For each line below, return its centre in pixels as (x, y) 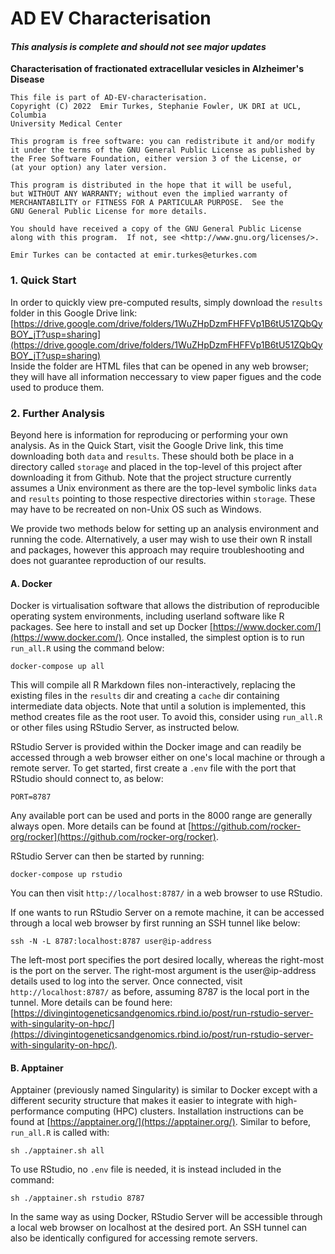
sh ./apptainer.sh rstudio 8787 (77, 1198)
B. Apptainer (37, 1068)
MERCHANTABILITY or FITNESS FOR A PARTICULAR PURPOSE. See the (147, 203)
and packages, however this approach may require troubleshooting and (157, 549)
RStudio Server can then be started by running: (107, 856)
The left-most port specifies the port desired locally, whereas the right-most (167, 960)
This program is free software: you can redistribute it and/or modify (162, 142)
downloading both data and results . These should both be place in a (152, 456)
